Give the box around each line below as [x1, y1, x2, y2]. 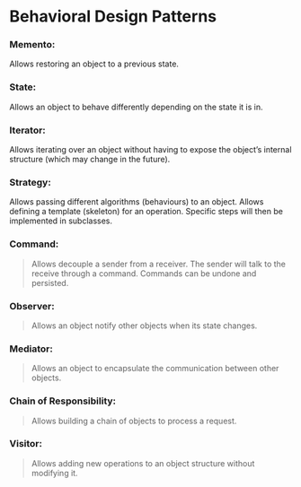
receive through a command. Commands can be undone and [31, 267, 257, 279]
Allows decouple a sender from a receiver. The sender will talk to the [31, 258, 286, 269]
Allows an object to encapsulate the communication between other [31, 363, 279, 374]
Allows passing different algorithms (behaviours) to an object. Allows [9, 196, 264, 207]
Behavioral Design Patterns [9, 6, 217, 27]
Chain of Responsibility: [9, 395, 117, 407]
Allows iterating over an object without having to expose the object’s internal [9, 144, 292, 155]
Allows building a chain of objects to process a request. [31, 415, 237, 426]
